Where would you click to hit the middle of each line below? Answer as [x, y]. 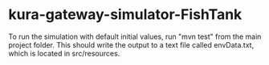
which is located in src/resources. [64, 53]
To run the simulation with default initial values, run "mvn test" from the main [135, 36]
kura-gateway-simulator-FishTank [125, 15]
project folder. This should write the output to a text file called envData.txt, [131, 44]
